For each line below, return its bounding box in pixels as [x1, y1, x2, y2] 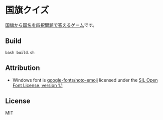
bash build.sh [5, 50, 35, 55]
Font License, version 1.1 [12, 82, 63, 88]
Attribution [5, 63, 40, 72]
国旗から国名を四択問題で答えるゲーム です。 [5, 22, 97, 28]
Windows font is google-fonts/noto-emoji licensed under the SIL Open [12, 77, 158, 83]
